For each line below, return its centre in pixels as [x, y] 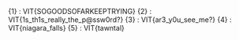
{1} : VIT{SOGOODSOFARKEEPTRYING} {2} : [80, 11]
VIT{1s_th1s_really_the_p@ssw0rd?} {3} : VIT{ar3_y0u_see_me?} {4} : [120, 20]
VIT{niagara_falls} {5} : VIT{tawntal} [66, 28]
